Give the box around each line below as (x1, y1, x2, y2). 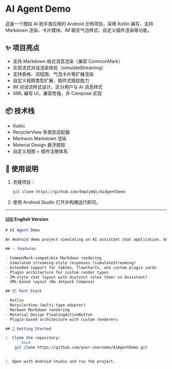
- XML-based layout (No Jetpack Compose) (5, 279, 95, 284)
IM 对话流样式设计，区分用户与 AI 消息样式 (12, 84, 103, 90)
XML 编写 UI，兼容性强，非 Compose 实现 (12, 90, 102, 96)
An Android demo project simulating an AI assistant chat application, (5, 237, 161, 242)
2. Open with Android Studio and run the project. (5, 359, 116, 364)
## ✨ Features (5, 247, 36, 252)
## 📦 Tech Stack (5, 289, 42, 294)
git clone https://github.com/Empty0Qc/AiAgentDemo (12, 189, 125, 195)
